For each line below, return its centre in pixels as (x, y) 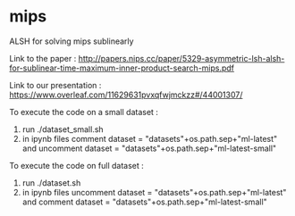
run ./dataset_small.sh (63, 129)
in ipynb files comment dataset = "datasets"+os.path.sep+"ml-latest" (150, 138)
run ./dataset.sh (51, 183)
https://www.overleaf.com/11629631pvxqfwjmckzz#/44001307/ (126, 95)
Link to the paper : (43, 58)
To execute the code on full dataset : (77, 165)
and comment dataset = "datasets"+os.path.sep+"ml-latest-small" (145, 202)
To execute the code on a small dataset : (84, 112)
